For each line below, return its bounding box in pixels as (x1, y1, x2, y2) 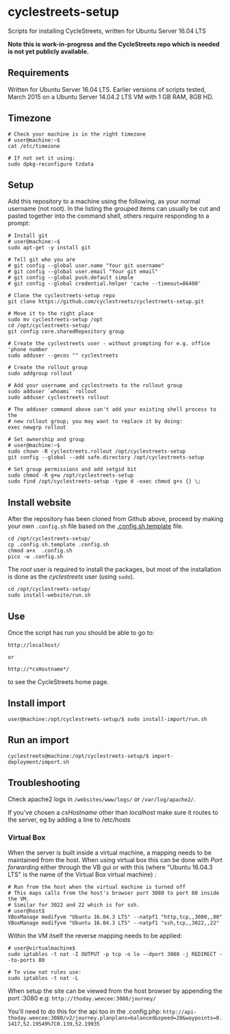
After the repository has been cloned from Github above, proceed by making (8, 515, 224, 523)
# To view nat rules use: (8, 968, 81, 976)
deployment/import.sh (8, 758, 70, 766)
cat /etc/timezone (8, 142, 60, 149)
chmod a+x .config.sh (8, 547, 73, 555)
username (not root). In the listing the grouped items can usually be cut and (8, 205, 221, 213)
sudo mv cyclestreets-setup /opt (8, 316, 103, 323)
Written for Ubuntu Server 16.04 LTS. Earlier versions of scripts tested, (8, 85, 206, 93)
